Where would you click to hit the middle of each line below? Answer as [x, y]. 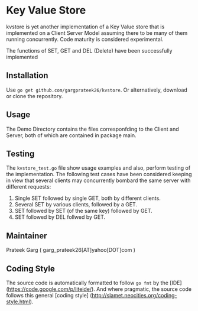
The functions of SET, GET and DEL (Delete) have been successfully [89, 50]
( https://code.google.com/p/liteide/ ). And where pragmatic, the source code [99, 289]
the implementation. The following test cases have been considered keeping [99, 174]
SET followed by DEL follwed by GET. [60, 217]
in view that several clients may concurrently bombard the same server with [98, 180]
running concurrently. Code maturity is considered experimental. [85, 39]
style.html [18, 302]
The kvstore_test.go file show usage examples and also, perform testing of [98, 168]
